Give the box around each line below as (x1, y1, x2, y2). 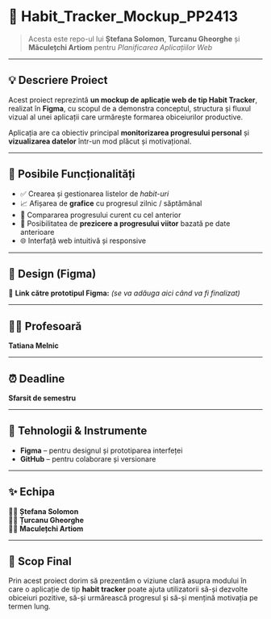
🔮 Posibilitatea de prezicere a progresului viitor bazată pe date (19, 218, 231, 228)
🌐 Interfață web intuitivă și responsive (19, 236, 147, 245)
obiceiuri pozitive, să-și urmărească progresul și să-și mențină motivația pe (8, 593, 258, 603)
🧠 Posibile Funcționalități (8, 167, 135, 181)
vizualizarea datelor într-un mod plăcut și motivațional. (8, 136, 192, 146)
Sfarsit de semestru (8, 393, 77, 403)
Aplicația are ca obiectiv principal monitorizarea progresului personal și (8, 128, 250, 137)
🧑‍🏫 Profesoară (8, 319, 82, 333)
